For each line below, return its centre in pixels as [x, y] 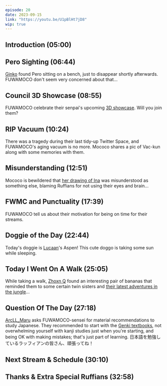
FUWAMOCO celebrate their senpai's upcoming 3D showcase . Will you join [83, 108]
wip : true [16, 24]
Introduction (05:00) [38, 44]
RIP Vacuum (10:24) [37, 129]
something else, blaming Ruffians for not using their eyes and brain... [77, 185]
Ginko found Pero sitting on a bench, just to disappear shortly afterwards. [82, 74]
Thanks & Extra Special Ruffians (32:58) [70, 377]
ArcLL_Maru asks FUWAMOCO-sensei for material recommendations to [80, 320]
